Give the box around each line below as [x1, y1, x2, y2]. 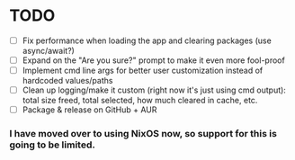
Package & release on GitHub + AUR [22, 104, 157, 115]
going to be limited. [9, 138, 96, 151]
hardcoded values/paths [22, 76, 113, 86]
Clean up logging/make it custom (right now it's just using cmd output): [22, 84, 286, 95]
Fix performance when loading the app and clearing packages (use [22, 35, 272, 46]
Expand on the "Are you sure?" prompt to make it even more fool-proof [22, 55, 285, 66]
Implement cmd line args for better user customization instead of [22, 65, 264, 76]
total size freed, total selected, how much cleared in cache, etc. [22, 95, 258, 106]
